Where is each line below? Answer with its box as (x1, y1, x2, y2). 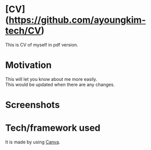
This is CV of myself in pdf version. (5, 41, 78, 47)
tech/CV (5, 25, 41, 36)
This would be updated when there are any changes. (5, 81, 115, 87)
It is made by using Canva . (5, 139, 61, 145)
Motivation (5, 60, 52, 71)
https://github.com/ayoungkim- (9, 14, 146, 26)
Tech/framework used (5, 122, 100, 134)
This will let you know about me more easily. (5, 76, 97, 82)
